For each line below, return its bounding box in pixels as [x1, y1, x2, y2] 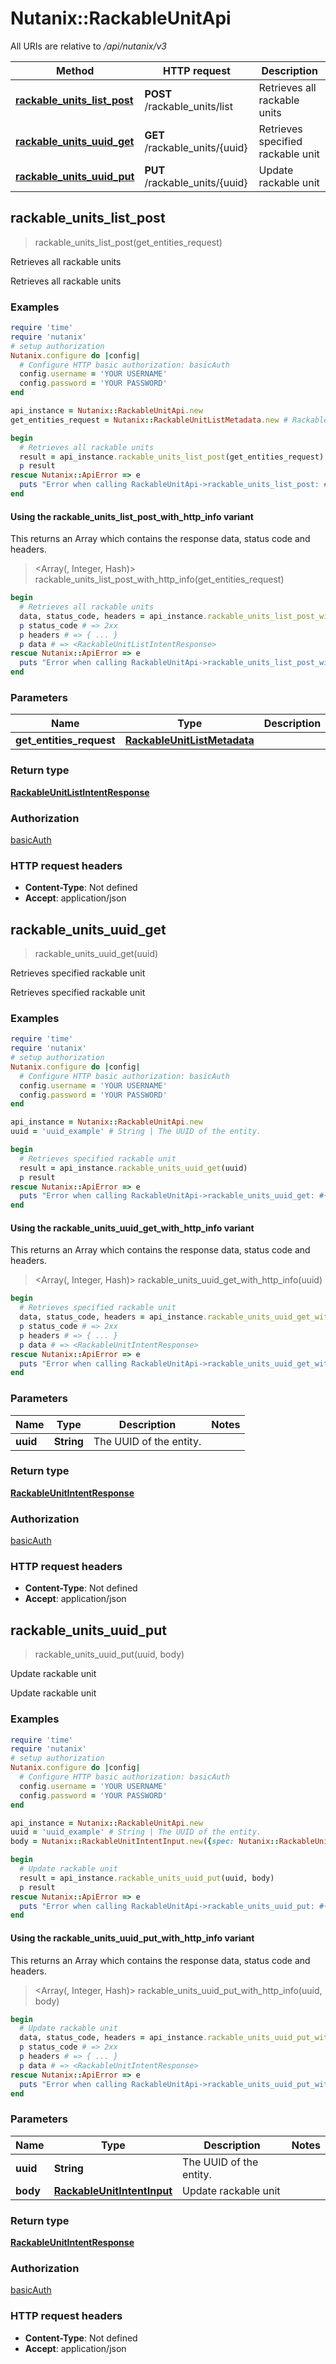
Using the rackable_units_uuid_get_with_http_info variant [10, 1222, 255, 1234]
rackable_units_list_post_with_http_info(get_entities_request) [34, 573, 285, 586]
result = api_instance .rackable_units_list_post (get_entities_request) [19, 452, 325, 462]
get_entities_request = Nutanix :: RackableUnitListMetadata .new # [10, 415, 288, 425]
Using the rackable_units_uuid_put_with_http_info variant [10, 1932, 255, 1944]
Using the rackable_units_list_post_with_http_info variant [10, 510, 254, 522]
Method [56, 63, 95, 77]
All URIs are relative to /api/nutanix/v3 [10, 40, 167, 52]
